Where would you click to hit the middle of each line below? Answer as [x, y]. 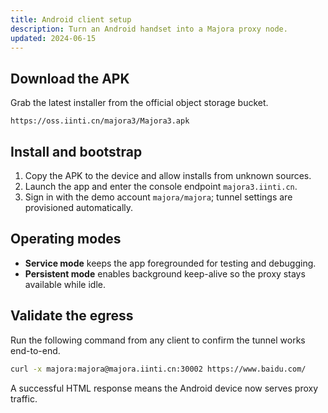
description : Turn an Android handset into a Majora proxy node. [149, 29]
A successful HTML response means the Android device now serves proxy [164, 388]
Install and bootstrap [76, 151]
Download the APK [70, 78]
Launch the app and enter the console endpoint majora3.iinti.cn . [161, 186]
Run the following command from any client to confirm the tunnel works [158, 340]
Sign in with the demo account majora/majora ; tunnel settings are [158, 197]
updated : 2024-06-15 [53, 38]
